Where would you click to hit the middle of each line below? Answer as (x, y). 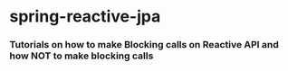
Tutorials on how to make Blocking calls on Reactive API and (144, 45)
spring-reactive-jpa (85, 17)
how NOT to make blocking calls (82, 56)
